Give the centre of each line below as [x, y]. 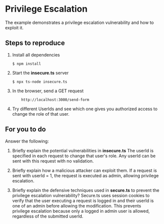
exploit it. [14, 27]
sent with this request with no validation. [53, 161]
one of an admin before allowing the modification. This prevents [77, 205]
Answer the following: [27, 141]
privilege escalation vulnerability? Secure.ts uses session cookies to [81, 195]
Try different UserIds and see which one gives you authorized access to [85, 109]
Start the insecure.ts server [40, 73]
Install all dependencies [36, 55]
